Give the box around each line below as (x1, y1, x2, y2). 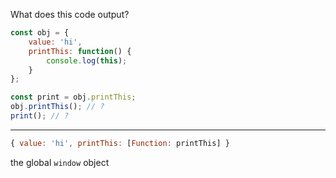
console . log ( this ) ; (46, 55, 128, 66)
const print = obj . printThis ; (10, 92, 137, 103)
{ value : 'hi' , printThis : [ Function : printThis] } (10, 138, 230, 148)
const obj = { (10, 28, 70, 38)
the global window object (10, 156, 110, 168)
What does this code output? (10, 9, 130, 20)
